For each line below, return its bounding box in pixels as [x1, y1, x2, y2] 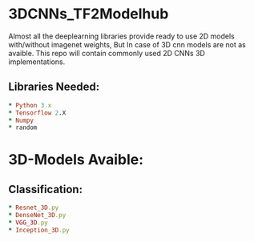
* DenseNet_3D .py [8, 212, 67, 220]
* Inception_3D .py [8, 226, 70, 234]
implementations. [8, 57, 66, 67]
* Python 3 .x [8, 101, 52, 109]
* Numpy [8, 116, 34, 124]
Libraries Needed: [8, 80, 100, 94]
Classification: [8, 182, 83, 196]
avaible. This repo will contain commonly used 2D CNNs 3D [8, 48, 206, 58]
